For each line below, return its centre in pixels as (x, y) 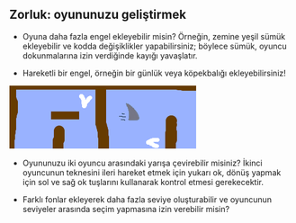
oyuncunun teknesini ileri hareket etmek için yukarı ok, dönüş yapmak (152, 172)
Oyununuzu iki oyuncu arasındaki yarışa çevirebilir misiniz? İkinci (142, 163)
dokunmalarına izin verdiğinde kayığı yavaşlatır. (110, 55)
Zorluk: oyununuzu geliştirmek (98, 15)
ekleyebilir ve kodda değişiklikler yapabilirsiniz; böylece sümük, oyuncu (154, 46)
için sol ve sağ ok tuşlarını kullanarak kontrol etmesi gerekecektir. (143, 182)
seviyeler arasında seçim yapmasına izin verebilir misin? (126, 209)
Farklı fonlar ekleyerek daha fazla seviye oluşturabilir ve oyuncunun (147, 199)
